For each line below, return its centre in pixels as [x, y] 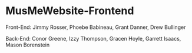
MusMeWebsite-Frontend [70, 11]
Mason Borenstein [28, 45]
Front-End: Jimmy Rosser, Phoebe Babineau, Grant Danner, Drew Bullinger [96, 27]
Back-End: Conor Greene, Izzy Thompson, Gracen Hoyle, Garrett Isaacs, [93, 38]
